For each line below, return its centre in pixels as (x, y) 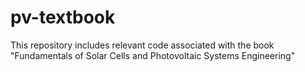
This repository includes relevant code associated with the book (142, 45)
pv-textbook (63, 17)
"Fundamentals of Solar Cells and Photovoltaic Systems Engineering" (153, 55)
